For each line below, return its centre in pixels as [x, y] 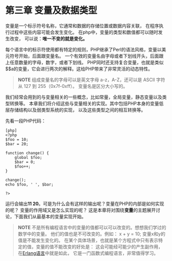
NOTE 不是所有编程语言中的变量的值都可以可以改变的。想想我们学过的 [92, 227]
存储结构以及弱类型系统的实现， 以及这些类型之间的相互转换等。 [78, 110]
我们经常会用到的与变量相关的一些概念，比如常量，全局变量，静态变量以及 [84, 97]
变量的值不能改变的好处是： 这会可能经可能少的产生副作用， [99, 247]
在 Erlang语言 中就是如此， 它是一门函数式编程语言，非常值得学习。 [88, 253]
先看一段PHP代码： [26, 121]
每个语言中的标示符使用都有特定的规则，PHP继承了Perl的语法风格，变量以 [84, 49]
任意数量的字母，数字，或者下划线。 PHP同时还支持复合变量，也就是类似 [87, 62]
